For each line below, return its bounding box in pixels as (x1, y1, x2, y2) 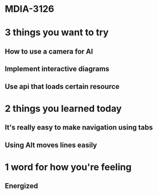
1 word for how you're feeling (5, 161, 132, 173)
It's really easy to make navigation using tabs (5, 123, 153, 132)
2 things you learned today (5, 102, 122, 114)
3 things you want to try (5, 27, 109, 39)
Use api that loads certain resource (5, 82, 120, 91)
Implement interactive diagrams (5, 65, 110, 74)
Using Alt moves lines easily (5, 140, 97, 149)
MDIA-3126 (5, 3, 55, 15)
